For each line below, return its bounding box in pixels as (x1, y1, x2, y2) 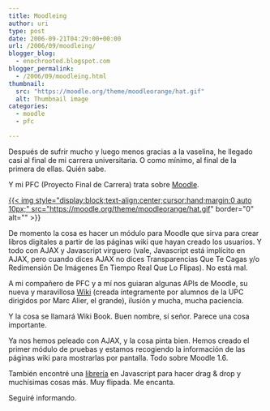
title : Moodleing (8, 11, 67, 20)
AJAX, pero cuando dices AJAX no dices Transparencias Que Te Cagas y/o (8, 254, 260, 263)
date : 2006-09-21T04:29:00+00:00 (8, 34, 122, 43)
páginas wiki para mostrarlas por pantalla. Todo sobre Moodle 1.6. (8, 353, 229, 362)
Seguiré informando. (8, 392, 77, 402)
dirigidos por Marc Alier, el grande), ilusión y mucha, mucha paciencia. (8, 295, 244, 305)
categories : (8, 102, 49, 110)
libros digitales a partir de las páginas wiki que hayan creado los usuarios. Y (8, 237, 262, 246)
